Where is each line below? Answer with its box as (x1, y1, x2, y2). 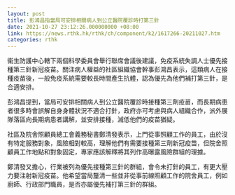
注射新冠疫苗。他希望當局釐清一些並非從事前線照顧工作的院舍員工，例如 (19, 171, 228, 180)
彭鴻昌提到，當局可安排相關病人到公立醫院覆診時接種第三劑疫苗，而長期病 (7, 97, 222, 106)
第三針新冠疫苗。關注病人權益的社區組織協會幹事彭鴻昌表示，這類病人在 (13, 65, 222, 74)
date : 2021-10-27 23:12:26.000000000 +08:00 (7, 23, 139, 30)
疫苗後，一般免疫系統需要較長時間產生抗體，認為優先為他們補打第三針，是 (13, 74, 228, 83)
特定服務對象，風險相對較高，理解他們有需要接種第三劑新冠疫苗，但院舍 (13, 139, 222, 147)
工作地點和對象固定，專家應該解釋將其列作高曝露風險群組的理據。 (19, 148, 210, 156)
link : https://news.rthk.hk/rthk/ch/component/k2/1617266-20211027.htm (7, 29, 220, 37)
